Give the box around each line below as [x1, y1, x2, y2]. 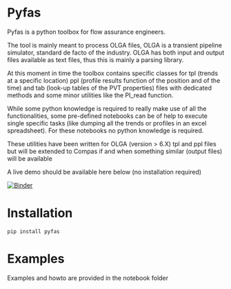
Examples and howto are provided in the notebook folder [7, 274, 169, 282]
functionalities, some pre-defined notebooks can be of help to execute [7, 112, 208, 120]
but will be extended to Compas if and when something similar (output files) [7, 147, 223, 155]
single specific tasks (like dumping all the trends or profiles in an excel [7, 119, 207, 127]
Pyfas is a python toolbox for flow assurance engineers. [7, 28, 165, 36]
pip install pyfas [7, 228, 60, 235]
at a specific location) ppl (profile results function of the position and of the [7, 76, 221, 84]
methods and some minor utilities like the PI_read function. [7, 91, 174, 99]
